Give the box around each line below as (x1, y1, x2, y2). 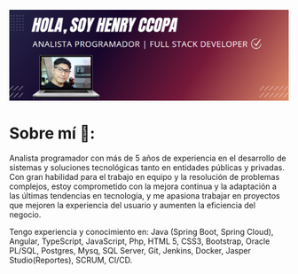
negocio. (9, 209, 42, 220)
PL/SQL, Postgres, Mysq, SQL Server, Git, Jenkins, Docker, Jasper (9, 245, 251, 255)
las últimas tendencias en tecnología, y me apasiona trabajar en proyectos (9, 190, 281, 200)
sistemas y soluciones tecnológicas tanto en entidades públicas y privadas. (9, 161, 286, 173)
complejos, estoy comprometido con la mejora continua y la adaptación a (9, 181, 278, 192)
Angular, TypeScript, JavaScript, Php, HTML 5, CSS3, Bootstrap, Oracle (9, 236, 271, 247)
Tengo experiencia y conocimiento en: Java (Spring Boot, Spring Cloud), (9, 226, 274, 237)
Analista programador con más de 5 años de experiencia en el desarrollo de (9, 153, 286, 163)
